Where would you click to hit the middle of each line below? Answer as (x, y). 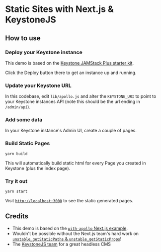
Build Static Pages (28, 144)
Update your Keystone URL (39, 85)
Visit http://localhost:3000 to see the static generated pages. (69, 201)
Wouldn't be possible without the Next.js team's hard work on (76, 233)
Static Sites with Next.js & (60, 9)
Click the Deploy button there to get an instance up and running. (71, 73)
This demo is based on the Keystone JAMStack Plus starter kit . (70, 63)
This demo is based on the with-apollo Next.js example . (70, 228)
